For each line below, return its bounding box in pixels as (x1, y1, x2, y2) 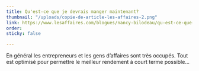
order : (6, 25, 23, 31)
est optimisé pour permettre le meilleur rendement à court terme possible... (6, 59, 190, 66)
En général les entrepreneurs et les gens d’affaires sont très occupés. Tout (6, 52, 188, 59)
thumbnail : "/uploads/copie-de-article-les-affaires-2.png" (6, 14, 158, 20)
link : (6, 20, 20, 25)
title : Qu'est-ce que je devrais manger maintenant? (6, 8, 139, 15)
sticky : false (6, 31, 41, 37)
